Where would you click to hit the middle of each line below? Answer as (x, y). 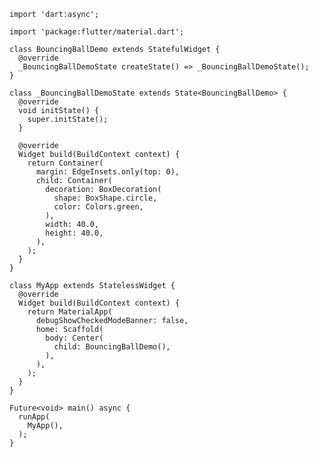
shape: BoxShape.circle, (105, 198)
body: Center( (74, 338)
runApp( (34, 417)
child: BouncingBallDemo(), (112, 347)
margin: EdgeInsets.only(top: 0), (108, 172)
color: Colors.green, (98, 207)
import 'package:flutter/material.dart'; (97, 32)
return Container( (65, 163)
